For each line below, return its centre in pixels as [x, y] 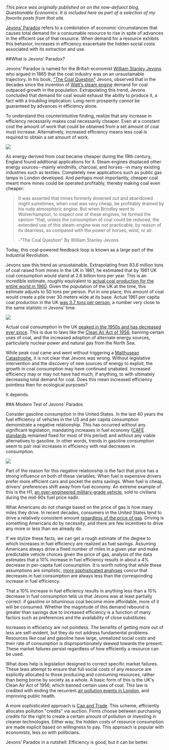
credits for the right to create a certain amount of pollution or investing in [81, 716]
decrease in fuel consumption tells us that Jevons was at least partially [79, 596]
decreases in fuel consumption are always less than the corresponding [79, 576]
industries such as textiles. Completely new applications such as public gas [84, 172]
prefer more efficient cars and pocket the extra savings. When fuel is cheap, [85, 481]
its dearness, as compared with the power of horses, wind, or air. [85, 230]
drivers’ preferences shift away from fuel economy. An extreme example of [83, 487]
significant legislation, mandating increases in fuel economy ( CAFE [75, 430]
